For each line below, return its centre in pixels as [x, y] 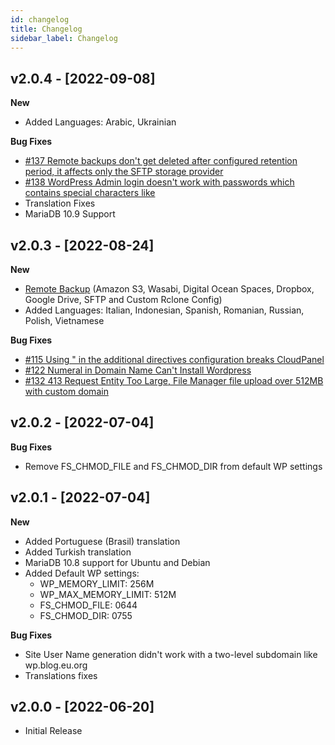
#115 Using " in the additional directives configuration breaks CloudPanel [174, 359]
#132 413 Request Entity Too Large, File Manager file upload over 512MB [174, 380]
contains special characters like [90, 193]
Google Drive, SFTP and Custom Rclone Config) [123, 299]
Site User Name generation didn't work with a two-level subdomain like [171, 654]
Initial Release [53, 731]
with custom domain [66, 391]
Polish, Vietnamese [64, 320]
